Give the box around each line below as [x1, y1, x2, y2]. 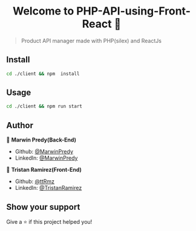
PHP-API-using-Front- [76, 4, 191, 18]
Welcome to [12, 4, 74, 18]
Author [6, 120, 33, 131]
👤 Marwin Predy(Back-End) [6, 136, 77, 143]
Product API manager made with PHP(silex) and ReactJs [21, 37, 162, 44]
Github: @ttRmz [15, 178, 54, 185]
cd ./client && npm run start [6, 103, 83, 109]
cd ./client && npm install [6, 71, 80, 77]
